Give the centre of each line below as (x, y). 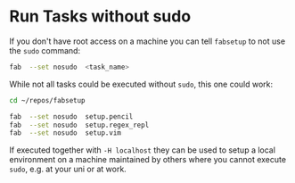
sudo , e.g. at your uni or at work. (68, 169)
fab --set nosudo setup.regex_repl (79, 125)
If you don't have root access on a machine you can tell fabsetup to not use (147, 41)
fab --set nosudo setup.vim (66, 133)
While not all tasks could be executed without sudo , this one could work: (141, 84)
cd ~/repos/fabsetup (48, 100)
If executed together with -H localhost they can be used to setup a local (143, 150)
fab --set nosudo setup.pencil (71, 116)
